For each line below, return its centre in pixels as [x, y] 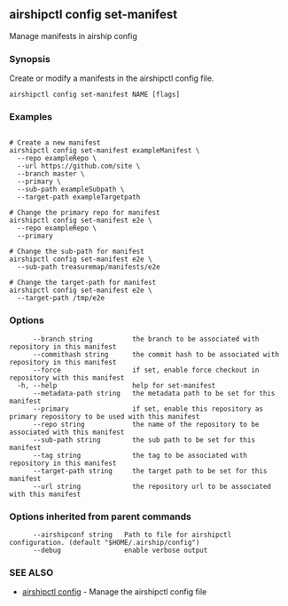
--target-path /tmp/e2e [61, 298]
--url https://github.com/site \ [79, 166]
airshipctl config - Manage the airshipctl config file [114, 592]
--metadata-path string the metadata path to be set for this [154, 393]
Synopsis [30, 59]
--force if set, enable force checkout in [146, 370]
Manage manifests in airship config [73, 35]
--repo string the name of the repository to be [146, 424]
